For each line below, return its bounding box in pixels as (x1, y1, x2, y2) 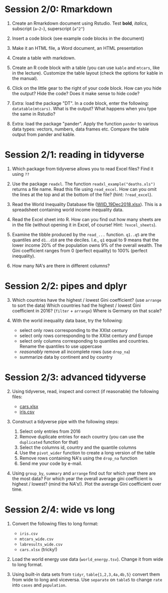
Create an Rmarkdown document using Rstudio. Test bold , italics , (12, 20, 148, 26)
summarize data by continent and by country (19, 354, 113, 360)
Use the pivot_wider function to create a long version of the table (19, 449, 155, 455)
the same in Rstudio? (12, 111, 56, 117)
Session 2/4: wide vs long (5, 504, 115, 515)
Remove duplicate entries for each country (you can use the (19, 433, 144, 439)
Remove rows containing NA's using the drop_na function (19, 455, 138, 461)
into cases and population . (12, 582, 67, 588)
